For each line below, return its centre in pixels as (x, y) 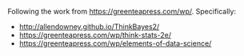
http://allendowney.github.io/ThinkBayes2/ (89, 26)
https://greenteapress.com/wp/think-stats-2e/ (95, 35)
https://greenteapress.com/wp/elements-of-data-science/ (115, 43)
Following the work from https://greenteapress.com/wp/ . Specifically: (122, 11)
